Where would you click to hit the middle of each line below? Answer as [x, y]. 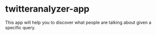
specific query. [20, 27]
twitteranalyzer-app [47, 9]
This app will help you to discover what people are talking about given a [78, 22]
